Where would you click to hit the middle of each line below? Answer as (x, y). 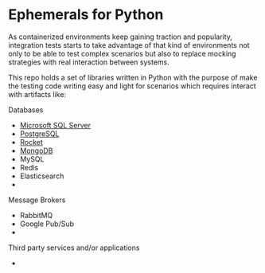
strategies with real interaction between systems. (89, 62)
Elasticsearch (42, 176)
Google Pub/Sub (47, 224)
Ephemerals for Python (86, 15)
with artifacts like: (37, 94)
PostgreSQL (39, 134)
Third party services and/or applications (74, 248)
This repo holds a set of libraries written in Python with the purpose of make (133, 77)
